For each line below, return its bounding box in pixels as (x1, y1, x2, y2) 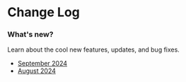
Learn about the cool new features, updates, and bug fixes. (7, 45, 180, 54)
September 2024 (17, 59, 68, 68)
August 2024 (17, 66, 57, 75)
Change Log (7, 4, 80, 20)
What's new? (7, 30, 54, 40)
